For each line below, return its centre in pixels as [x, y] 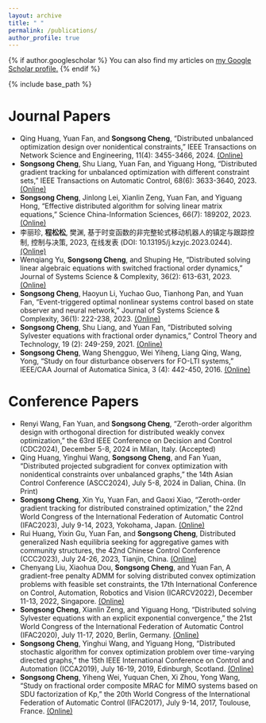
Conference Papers [73, 402]
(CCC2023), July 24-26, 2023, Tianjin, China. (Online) [108, 559]
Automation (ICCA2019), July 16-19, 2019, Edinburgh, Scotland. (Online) [137, 669]
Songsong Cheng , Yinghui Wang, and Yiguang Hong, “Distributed [127, 643]
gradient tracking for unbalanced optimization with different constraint [135, 173]
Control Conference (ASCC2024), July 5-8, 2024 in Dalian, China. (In [133, 483]
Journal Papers [60, 117]
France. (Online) [46, 711]
